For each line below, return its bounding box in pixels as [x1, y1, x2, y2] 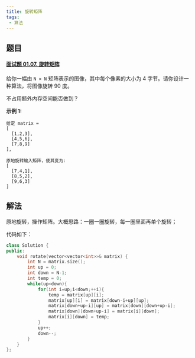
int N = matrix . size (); [27, 259, 86, 265]
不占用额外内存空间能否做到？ [6, 95, 79, 102]
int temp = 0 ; [27, 276, 62, 282]
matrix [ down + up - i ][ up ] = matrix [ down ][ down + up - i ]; [48, 303, 176, 309]
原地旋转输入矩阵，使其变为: [6, 157, 66, 163]
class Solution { [6, 242, 49, 249]
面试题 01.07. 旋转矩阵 [6, 60, 60, 68]
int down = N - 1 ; [27, 270, 67, 276]
